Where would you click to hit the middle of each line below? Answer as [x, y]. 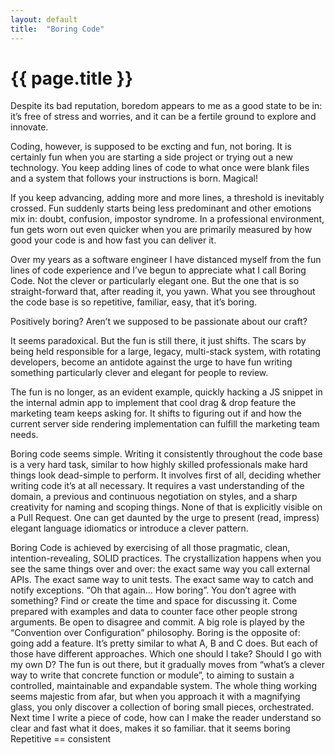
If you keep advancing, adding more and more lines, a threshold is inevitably [167, 198]
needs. [24, 435]
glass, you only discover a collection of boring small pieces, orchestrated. [162, 707]
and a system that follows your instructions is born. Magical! [134, 178]
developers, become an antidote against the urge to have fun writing [151, 362]
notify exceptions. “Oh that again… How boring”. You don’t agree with [153, 590]
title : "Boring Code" [57, 29]
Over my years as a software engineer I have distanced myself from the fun [166, 260]
